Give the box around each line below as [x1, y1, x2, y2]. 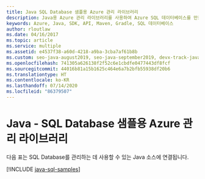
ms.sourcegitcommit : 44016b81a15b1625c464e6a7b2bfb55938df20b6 [6, 65, 171, 72]
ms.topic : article [6, 37, 53, 43]
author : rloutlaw [6, 26, 51, 32]
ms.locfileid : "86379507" [6, 89, 72, 95]
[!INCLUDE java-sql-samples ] [6, 166, 81, 173]
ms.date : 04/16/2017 [6, 32, 59, 38]
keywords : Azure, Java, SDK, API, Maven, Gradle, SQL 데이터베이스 [6, 20, 174, 26]
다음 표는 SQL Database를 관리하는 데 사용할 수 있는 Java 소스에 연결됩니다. [6, 153, 189, 161]
